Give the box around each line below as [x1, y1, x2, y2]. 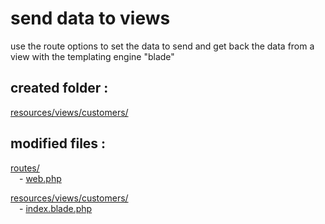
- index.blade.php [19, 202, 93, 214]
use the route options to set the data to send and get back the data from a [10, 40, 315, 52]
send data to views [10, 7, 171, 30]
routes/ [10, 162, 40, 174]
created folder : [10, 80, 109, 97]
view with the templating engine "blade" [10, 50, 175, 62]
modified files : [10, 135, 107, 152]
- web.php [19, 172, 62, 184]
